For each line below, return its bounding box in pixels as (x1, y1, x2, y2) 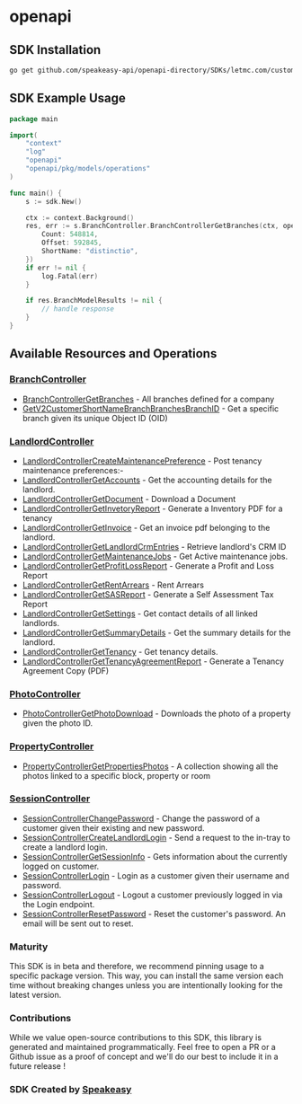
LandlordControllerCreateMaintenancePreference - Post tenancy (22, 455, 262, 466)
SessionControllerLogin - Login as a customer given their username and (22, 870, 289, 881)
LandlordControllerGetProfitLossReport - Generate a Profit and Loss (22, 560, 274, 571)
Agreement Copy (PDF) (22, 665, 110, 676)
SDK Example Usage (9, 91, 126, 106)
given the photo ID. (22, 718, 93, 729)
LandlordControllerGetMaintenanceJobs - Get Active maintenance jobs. (22, 551, 289, 561)
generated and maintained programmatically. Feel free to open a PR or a (9, 1042, 276, 1053)
